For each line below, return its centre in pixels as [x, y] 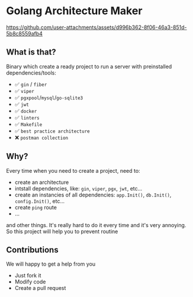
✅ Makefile [28, 124]
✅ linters [27, 117]
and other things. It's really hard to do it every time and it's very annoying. [96, 225]
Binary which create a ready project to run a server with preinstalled [89, 66]
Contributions [32, 250]
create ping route [36, 207]
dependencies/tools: [31, 73]
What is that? [31, 52]
